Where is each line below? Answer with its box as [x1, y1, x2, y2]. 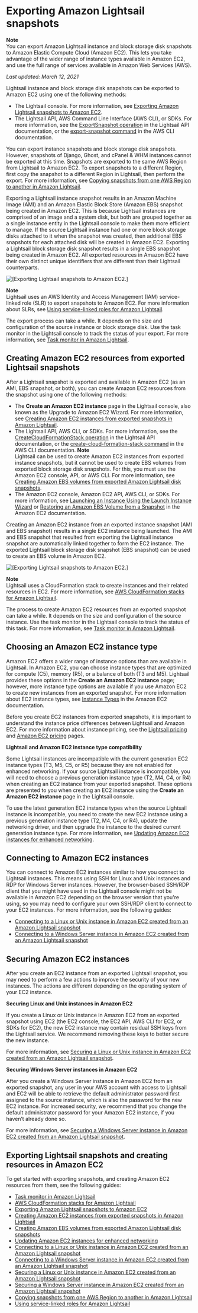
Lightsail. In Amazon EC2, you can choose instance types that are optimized [6, 664, 191, 671]
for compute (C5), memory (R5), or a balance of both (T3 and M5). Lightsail [6, 670, 190, 677]
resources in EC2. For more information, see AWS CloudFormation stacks [6, 588, 185, 595]
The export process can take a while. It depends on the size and [6, 317, 163, 324]
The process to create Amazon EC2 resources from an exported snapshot [6, 606, 186, 613]
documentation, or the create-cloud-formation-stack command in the [14, 440, 184, 447]
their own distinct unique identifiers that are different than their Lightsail [6, 257, 181, 264]
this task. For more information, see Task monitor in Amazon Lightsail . [6, 624, 176, 632]
